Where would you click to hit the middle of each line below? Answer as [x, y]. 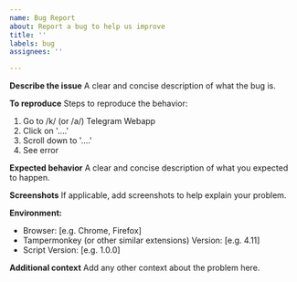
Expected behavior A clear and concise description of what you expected [149, 168]
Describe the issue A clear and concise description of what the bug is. [143, 86]
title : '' [28, 35]
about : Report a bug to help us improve [88, 26]
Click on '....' [46, 131]
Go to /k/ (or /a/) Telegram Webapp [89, 121]
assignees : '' [37, 52]
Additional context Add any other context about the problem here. [135, 268]
